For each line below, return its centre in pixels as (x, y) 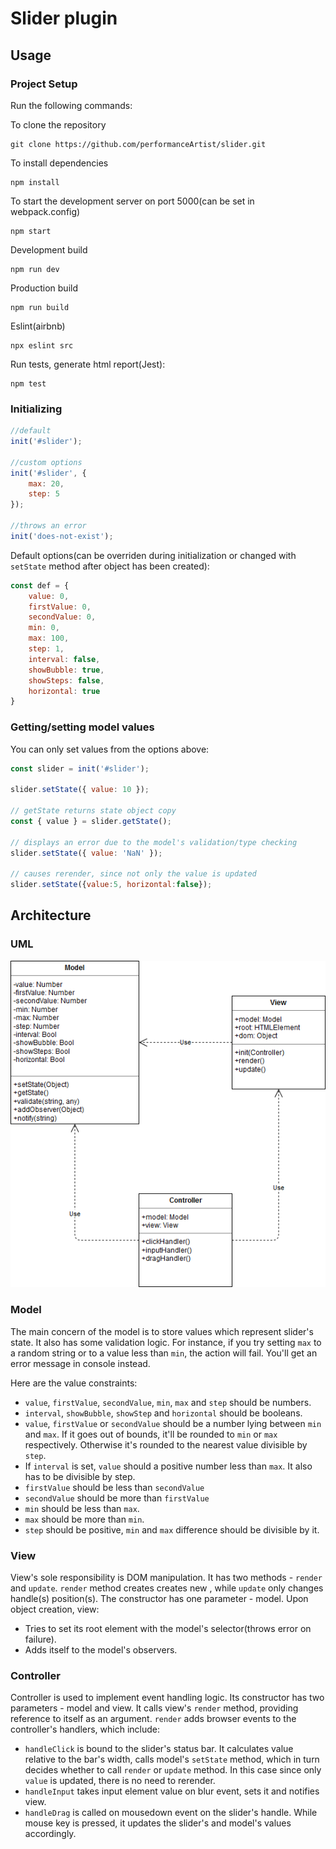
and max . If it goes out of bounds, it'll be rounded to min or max (151, 1434)
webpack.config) (45, 211)
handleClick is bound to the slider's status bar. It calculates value (159, 1749)
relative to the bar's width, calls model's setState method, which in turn (172, 1759)
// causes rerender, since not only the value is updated (133, 874)
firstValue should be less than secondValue (114, 1487)
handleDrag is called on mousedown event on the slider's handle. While (171, 1813)
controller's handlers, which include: (85, 1729)
